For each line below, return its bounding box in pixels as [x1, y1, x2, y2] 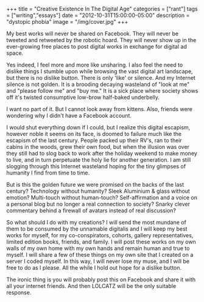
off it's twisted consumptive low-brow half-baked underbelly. [6, 94, 160, 101]
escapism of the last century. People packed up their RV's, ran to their [6, 137, 183, 144]
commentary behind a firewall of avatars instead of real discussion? [6, 207, 177, 214]
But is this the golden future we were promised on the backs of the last [6, 181, 185, 188]
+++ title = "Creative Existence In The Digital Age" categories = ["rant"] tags [6, 5, 198, 12]
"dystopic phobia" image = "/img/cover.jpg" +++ [6, 18, 128, 25]
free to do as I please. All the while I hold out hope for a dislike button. [6, 264, 181, 271]
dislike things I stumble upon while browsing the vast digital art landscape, [6, 68, 193, 75]
